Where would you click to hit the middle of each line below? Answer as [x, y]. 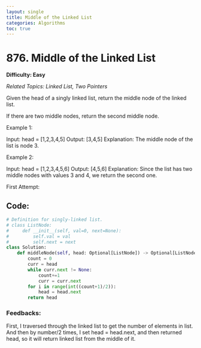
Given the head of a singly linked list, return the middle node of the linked [96, 98]
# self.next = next [41, 242]
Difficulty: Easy [26, 75]
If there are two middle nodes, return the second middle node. [83, 116]
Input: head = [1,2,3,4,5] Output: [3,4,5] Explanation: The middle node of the [100, 139]
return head [43, 298]
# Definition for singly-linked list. [54, 220]
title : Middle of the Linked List [49, 17]
